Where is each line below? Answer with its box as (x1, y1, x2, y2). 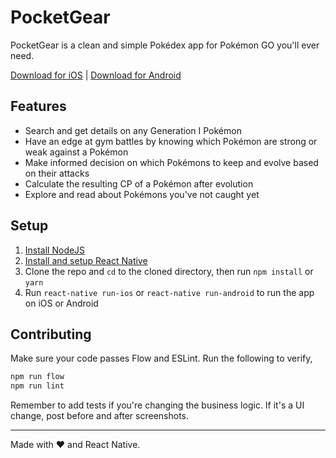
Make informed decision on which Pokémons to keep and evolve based (24, 156, 319, 168)
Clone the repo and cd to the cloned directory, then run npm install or (24, 265, 314, 277)
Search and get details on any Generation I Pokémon (24, 124, 242, 136)
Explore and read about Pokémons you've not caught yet (24, 188, 260, 200)
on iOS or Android (24, 297, 99, 309)
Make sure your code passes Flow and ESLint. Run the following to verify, (10, 352, 313, 365)
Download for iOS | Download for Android (10, 69, 182, 81)
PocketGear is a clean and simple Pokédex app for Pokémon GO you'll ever (10, 39, 320, 51)
